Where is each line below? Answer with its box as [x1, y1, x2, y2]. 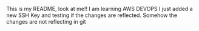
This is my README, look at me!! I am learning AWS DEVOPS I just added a [6, 5, 193, 12]
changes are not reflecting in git [6, 18, 86, 25]
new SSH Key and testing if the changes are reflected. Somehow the [6, 12, 178, 19]
